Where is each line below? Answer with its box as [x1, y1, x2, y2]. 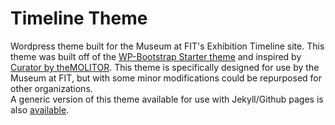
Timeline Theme [10, 7, 148, 30]
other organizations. [10, 82, 93, 94]
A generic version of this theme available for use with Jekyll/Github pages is [10, 93, 324, 105]
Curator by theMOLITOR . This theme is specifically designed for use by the [10, 61, 320, 73]
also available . [10, 103, 70, 116]
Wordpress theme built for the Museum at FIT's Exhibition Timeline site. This [10, 40, 325, 52]
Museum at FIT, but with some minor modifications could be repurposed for [10, 72, 322, 84]
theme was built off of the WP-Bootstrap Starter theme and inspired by [10, 50, 302, 62]
